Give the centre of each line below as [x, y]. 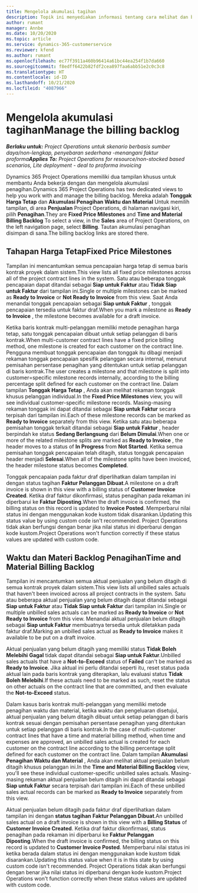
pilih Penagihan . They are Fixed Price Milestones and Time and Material [94, 214]
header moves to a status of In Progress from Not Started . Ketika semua [94, 446]
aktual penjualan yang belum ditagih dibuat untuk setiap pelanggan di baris [97, 717]
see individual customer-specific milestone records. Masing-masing [89, 402]
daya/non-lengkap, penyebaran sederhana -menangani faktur [82, 152]
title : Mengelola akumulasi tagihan [51, 12]
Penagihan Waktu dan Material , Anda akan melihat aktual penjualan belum [98, 761]
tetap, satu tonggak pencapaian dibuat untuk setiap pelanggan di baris [92, 333]
